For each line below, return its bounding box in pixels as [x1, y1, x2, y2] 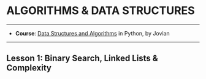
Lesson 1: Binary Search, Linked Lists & [6, 53, 158, 64]
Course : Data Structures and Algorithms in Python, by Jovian [15, 29, 170, 37]
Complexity [6, 62, 52, 73]
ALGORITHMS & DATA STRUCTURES [6, 4, 195, 18]
